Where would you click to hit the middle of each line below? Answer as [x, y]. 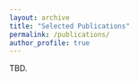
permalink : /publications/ [60, 34]
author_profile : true [50, 43]
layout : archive [39, 18]
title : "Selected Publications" [69, 26]
